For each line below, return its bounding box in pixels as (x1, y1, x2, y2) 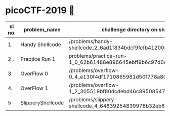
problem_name (23, 26, 61, 33)
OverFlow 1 (20, 85, 48, 92)
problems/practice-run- (68, 52, 127, 59)
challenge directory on (101, 26, 158, 33)
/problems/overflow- (68, 67, 119, 74)
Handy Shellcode (20, 41, 62, 48)
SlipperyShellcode (20, 99, 64, 106)
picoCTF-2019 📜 (5, 5, 75, 16)
